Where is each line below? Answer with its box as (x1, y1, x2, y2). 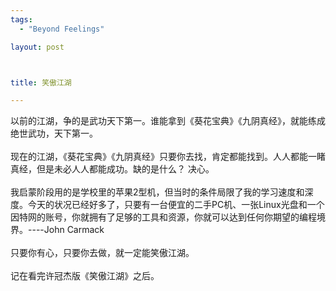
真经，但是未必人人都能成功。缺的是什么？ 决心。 (10, 163, 215, 175)
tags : (10, 14, 33, 25)
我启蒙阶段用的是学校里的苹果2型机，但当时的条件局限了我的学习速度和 (10, 186, 305, 198)
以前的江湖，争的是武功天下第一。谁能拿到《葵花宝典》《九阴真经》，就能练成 (10, 115, 326, 127)
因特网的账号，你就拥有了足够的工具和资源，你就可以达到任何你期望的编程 (10, 211, 317, 223)
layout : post (10, 42, 65, 52)
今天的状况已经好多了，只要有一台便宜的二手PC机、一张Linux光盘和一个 (27, 199, 325, 211)
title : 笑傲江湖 (10, 77, 72, 88)
